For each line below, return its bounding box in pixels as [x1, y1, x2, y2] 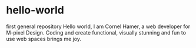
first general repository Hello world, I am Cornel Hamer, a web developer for [6, 23, 190, 30]
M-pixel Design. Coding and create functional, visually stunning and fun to [6, 29, 187, 36]
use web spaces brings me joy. [6, 35, 81, 42]
